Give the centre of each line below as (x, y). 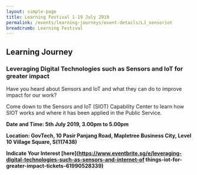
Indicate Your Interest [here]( (42, 153)
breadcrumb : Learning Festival (45, 28)
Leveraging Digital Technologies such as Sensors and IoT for (95, 68)
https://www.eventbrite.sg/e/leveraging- (130, 153)
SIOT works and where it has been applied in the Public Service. (84, 113)
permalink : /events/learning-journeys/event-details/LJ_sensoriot (89, 22)
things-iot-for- (164, 159)
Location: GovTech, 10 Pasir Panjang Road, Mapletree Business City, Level (99, 136)
